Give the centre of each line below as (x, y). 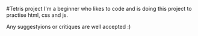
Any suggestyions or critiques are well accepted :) (69, 27)
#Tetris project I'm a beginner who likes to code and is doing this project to (99, 9)
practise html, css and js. (37, 15)
